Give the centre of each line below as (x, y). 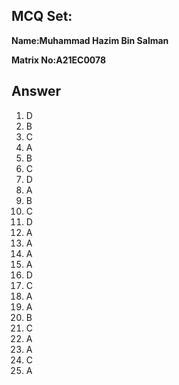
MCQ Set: (42, 16)
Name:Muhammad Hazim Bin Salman (90, 40)
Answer (36, 91)
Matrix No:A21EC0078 (59, 60)
